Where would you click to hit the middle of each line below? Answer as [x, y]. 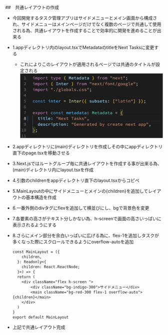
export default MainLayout [40, 317]
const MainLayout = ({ [36, 252]
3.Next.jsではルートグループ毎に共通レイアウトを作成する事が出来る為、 [87, 164]
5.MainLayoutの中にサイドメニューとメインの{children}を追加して [80, 191]
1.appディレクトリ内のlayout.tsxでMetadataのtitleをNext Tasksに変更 [83, 47]
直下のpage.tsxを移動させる [41, 153]
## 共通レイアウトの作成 [32, 7]
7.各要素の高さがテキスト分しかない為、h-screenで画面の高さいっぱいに [87, 219]
